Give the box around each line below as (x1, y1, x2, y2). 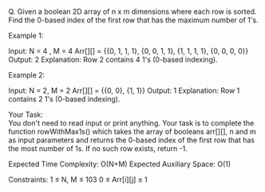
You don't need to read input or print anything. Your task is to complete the (8, 118, 255, 127)
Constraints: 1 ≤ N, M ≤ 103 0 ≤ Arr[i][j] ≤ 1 (8, 175, 148, 184)
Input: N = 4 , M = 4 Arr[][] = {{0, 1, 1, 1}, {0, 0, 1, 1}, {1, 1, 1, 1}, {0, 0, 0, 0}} (8, 46, 249, 55)
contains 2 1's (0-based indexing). (8, 94, 121, 103)
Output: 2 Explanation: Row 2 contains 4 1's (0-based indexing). (8, 55, 218, 64)
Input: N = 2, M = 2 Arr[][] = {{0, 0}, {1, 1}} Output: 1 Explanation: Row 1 (8, 86, 240, 95)
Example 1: (8, 31, 44, 40)
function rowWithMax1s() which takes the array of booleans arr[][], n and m (8, 127, 257, 136)
